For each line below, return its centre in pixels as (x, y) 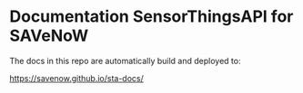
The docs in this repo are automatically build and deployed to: (125, 60)
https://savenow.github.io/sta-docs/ (76, 78)
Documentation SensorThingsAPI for (151, 17)
